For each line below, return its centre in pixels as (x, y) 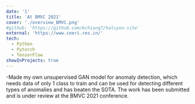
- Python (22, 44)
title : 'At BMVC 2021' (34, 17)
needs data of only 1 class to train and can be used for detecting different (95, 83)
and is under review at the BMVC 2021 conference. (67, 96)
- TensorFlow (27, 55)
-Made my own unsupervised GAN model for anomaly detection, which (92, 77)
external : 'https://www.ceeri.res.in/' (55, 33)
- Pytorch (23, 50)
